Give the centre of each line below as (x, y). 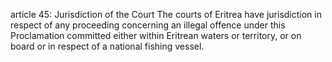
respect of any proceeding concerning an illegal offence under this (148, 25)
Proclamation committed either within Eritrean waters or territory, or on (156, 35)
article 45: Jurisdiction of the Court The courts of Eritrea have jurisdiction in (166, 14)
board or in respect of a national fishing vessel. (107, 46)
